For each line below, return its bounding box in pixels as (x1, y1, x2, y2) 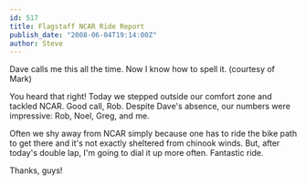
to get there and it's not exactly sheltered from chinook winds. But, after (9, 138, 280, 149)
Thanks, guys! (9, 165, 63, 176)
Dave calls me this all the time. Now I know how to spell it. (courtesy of (9, 64, 276, 75)
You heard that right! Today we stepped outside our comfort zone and (9, 91, 272, 102)
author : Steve (9, 38, 64, 48)
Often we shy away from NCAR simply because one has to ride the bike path (9, 128, 298, 139)
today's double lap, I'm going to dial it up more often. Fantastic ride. (9, 148, 264, 159)
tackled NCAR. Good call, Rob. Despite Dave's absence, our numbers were (9, 101, 290, 112)
